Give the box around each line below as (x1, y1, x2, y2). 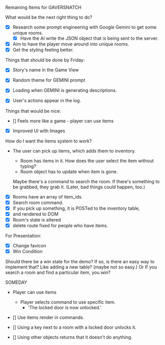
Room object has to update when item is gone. (20, 168, 118, 175)
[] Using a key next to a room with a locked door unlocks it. (12, 324, 136, 331)
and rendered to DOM (12, 211, 59, 217)
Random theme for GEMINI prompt (12, 77, 86, 83)
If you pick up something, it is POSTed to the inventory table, (12, 205, 140, 211)
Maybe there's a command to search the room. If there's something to (12, 178, 160, 184)
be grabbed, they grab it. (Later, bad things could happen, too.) (12, 184, 145, 190)
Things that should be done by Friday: (5, 57, 85, 63)
